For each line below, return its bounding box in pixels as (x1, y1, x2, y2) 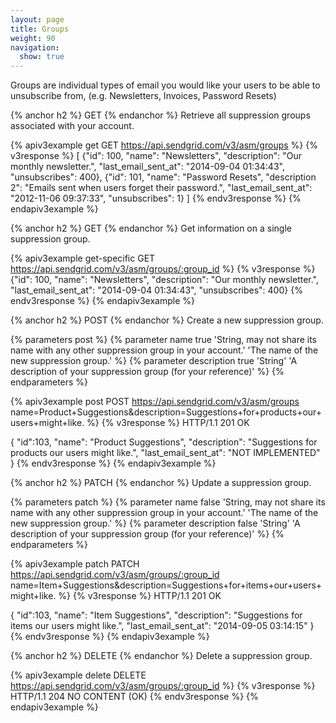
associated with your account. (10, 120, 135, 132)
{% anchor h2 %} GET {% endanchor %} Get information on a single (10, 222, 292, 235)
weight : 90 (10, 33, 56, 43)
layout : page (10, 14, 65, 25)
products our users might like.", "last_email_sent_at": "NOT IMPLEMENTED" (10, 447, 321, 459)
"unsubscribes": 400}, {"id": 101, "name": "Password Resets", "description (10, 171, 317, 183)
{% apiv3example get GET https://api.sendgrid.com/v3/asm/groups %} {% (10, 139, 318, 151)
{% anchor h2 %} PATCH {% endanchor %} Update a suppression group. (10, 477, 312, 489)
